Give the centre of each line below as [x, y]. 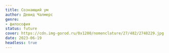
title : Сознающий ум [27, 10]
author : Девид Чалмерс [29, 15]
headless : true [21, 43]
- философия [18, 24]
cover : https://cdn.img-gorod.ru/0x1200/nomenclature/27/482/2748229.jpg [85, 33]
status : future [21, 29]
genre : [12, 19]
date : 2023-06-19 [24, 38]
